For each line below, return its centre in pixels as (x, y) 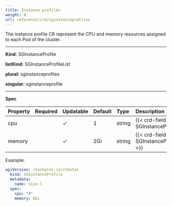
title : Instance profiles (33, 10)
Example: (15, 160)
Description (150, 112)
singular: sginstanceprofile (34, 84)
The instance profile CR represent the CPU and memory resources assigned (85, 34)
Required (46, 112)
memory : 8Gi (27, 198)
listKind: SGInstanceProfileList (38, 64)
